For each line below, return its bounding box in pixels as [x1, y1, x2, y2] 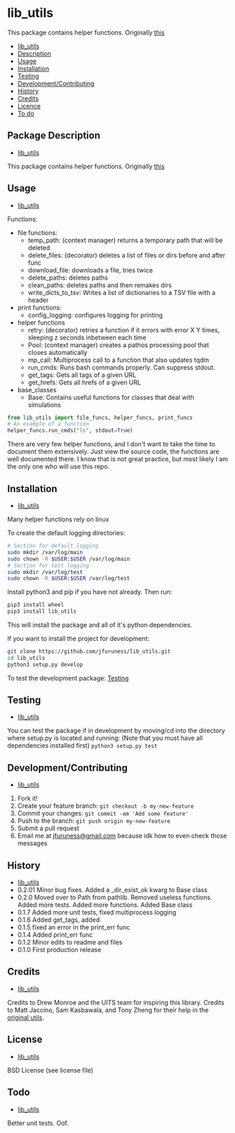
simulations [27, 400, 62, 409]
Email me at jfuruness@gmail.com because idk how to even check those [17, 832, 227, 840]
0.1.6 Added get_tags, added [17, 915, 100, 924]
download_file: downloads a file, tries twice [27, 265, 153, 274]
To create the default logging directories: [7, 529, 126, 537]
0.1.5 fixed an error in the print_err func [17, 923, 130, 932]
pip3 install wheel [7, 601, 65, 608]
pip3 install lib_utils [7, 608, 77, 615]
